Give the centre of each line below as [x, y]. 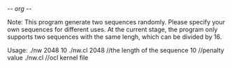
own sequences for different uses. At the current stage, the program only [113, 29]
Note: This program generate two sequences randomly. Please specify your [116, 22]
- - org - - [20, 9]
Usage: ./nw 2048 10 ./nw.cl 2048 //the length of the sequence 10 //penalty [116, 50]
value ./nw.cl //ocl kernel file [48, 58]
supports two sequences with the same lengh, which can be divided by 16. [115, 37]
